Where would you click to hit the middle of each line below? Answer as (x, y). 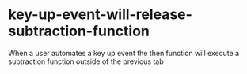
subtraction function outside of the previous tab (86, 61)
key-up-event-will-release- (100, 15)
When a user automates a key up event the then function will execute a (124, 53)
